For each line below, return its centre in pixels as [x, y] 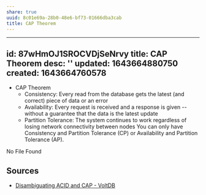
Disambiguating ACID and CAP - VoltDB [65, 185]
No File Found [24, 152]
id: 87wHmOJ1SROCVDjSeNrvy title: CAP [87, 53]
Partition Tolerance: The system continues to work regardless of [105, 120]
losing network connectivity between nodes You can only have [104, 127]
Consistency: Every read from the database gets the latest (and [105, 94]
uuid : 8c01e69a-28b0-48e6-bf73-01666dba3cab [64, 18]
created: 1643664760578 [56, 73]
